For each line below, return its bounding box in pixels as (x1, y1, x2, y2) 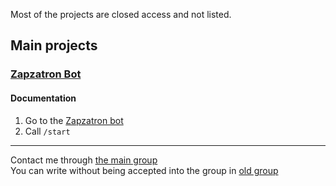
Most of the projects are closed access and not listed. (10, 9, 232, 20)
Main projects (10, 37, 98, 54)
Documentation (10, 92, 77, 104)
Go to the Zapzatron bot (24, 114, 124, 126)
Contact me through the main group (10, 154, 158, 166)
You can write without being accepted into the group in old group (10, 164, 279, 176)
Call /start (24, 125, 71, 137)
